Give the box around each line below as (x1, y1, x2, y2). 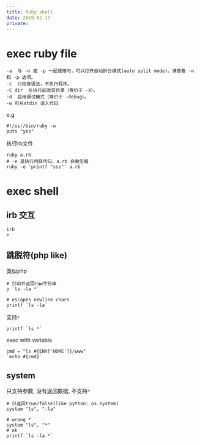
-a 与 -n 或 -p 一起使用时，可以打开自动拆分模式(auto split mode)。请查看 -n (6, 68, 194, 74)
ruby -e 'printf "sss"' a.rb (6, 164, 81, 170)
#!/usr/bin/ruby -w (6, 123, 56, 129)
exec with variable (6, 337, 53, 344)
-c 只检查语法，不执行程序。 (6, 81, 72, 87)
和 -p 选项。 (6, 75, 36, 81)
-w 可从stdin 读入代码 (6, 100, 59, 107)
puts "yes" (6, 128, 34, 134)
